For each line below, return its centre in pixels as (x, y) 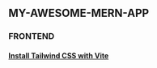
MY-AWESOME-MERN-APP (79, 13)
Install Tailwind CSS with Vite (59, 55)
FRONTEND (32, 36)
